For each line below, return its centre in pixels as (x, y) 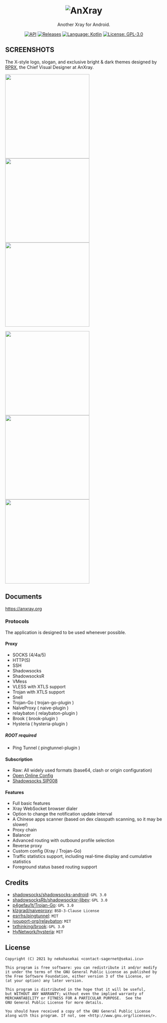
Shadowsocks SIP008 (35, 781)
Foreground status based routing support (55, 867)
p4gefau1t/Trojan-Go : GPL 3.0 (43, 905)
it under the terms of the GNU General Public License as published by (81, 972)
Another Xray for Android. (84, 24)
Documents (24, 597)
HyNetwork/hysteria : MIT (38, 932)
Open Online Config (33, 776)
